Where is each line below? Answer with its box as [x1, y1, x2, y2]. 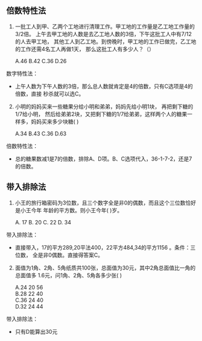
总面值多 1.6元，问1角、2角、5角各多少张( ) [14, 271, 122, 278]
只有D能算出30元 [14, 328, 58, 335]
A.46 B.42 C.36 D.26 [14, 57, 67, 64]
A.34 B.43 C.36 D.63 [14, 130, 67, 137]
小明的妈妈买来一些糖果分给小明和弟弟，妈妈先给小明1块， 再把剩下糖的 [14, 103, 194, 110]
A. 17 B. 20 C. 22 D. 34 [14, 218, 71, 226]
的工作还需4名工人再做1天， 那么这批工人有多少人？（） [14, 45, 155, 52]
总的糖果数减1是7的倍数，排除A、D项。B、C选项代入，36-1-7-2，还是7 [14, 155, 192, 162]
